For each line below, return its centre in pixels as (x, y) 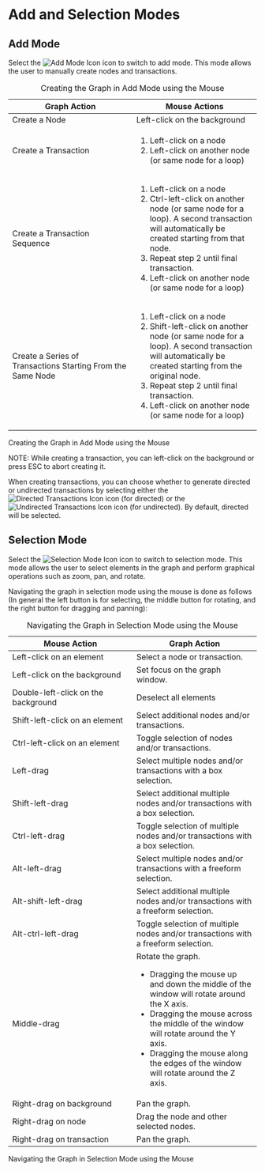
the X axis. (169, 1003)
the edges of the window (196, 1063)
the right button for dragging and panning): (78, 608)
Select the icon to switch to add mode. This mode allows (130, 62)
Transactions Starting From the (69, 366)
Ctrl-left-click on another (197, 199)
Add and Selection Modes (94, 15)
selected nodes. (166, 1126)
